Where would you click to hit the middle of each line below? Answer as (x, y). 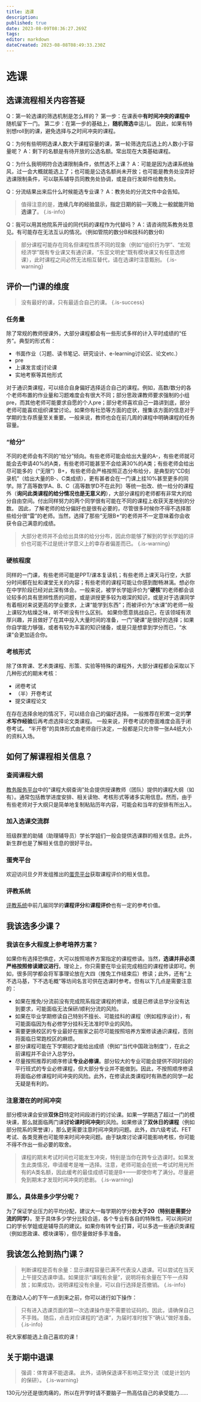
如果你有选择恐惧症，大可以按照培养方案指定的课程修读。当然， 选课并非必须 (100, 959)
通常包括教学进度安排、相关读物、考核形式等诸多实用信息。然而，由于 (106, 797)
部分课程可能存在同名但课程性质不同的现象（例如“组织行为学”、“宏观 (106, 244)
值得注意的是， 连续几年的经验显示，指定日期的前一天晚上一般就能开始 (107, 204)
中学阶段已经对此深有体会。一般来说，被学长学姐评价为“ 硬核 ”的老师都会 (100, 589)
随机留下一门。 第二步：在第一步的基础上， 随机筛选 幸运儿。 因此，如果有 (97, 123)
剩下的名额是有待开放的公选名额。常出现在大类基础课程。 (103, 151)
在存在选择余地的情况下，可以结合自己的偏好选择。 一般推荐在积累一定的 (96, 713)
